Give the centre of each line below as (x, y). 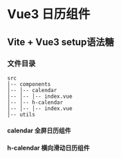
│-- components (29, 84)
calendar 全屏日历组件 (39, 131)
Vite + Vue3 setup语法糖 (60, 42)
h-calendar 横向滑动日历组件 (48, 148)
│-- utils (21, 114)
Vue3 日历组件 (49, 14)
